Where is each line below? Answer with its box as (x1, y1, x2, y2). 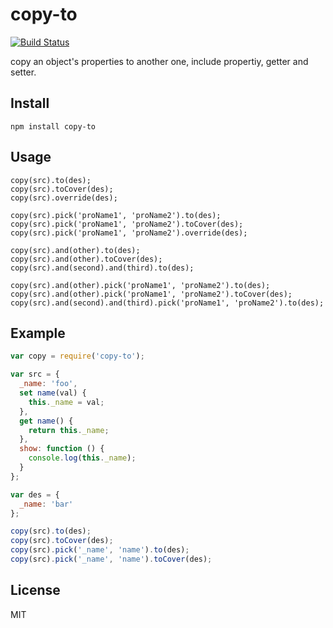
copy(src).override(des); (10, 193, 118, 203)
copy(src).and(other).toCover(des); (10, 254, 163, 264)
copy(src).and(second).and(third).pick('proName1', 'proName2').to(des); (10, 298, 325, 308)
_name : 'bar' (19, 499, 74, 509)
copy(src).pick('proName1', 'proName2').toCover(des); (10, 219, 244, 229)
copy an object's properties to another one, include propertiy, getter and (10, 55, 309, 67)
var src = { (10, 369, 60, 380)
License (10, 582, 61, 599)
